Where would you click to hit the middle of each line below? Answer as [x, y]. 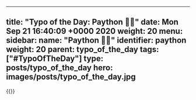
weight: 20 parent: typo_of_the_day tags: [83, 49]
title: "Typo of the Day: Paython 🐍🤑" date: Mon [92, 22]
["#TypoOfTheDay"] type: [55, 59]
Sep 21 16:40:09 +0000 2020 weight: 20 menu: [94, 31]
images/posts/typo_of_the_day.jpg [71, 77]
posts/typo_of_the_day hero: [60, 68]
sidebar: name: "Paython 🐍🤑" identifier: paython [96, 41]
